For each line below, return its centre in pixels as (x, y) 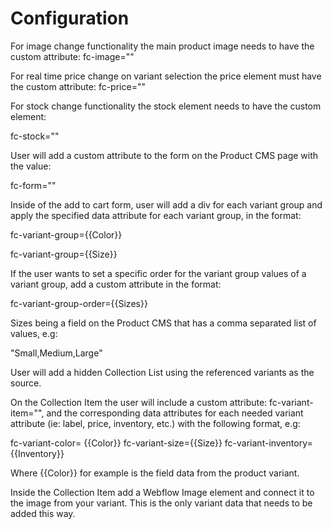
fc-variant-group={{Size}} (64, 254)
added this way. (43, 513)
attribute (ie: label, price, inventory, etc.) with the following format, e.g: (155, 423)
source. (26, 383)
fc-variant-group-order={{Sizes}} (79, 303)
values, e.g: (34, 333)
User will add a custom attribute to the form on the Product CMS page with (164, 155)
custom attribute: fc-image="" (72, 56)
